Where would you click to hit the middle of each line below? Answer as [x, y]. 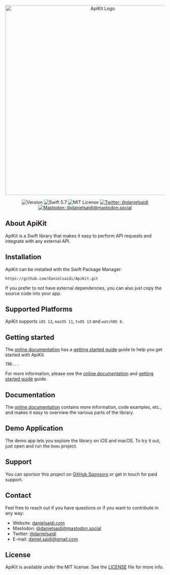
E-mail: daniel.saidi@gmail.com [45, 539]
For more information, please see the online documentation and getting [79, 374]
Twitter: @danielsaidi [34, 533]
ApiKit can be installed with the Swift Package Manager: [64, 269]
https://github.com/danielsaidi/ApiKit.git [52, 279]
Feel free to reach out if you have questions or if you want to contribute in [82, 508]
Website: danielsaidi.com [38, 523]
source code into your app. [33, 293]
